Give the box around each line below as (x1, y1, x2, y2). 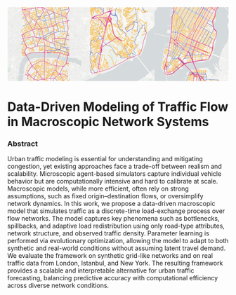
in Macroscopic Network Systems (7, 114, 209, 130)
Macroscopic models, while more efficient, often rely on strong (7, 184, 190, 193)
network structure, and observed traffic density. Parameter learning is (7, 229, 209, 238)
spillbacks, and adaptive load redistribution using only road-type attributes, (7, 221, 225, 231)
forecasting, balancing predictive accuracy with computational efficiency (7, 274, 218, 282)
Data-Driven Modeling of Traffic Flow (7, 99, 229, 115)
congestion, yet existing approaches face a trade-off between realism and (7, 162, 223, 171)
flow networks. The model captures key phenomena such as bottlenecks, (7, 214, 220, 223)
